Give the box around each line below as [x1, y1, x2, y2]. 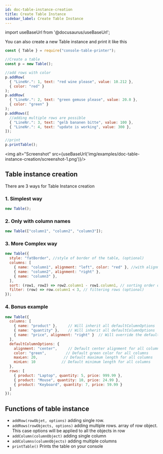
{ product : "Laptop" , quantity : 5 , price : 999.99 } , [14, 373, 123, 378]
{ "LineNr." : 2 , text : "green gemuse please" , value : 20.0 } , [9, 98, 138, 102]
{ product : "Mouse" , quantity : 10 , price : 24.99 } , [14, 377, 120, 383]
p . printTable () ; [5, 142, 38, 147]
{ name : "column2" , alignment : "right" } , [14, 269, 101, 274]
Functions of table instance [5, 404, 90, 413]
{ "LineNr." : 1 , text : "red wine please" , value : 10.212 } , [9, 79, 133, 84]
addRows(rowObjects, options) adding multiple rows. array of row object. [12, 423, 158, 429]
